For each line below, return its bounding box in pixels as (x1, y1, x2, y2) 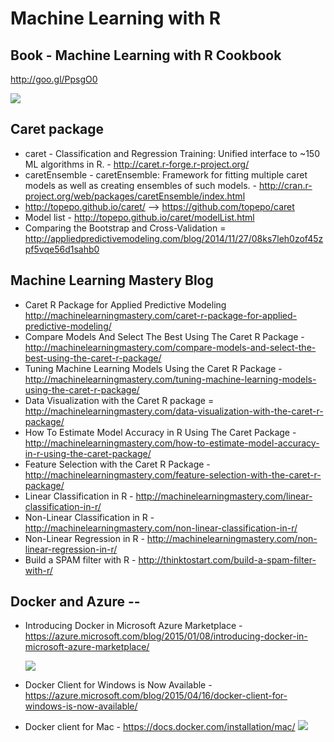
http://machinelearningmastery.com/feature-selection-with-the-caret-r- (24, 468, 322, 481)
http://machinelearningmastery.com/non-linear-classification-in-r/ (24, 522, 298, 534)
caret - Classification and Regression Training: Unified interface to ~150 (24, 147, 320, 159)
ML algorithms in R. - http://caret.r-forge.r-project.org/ (24, 158, 250, 170)
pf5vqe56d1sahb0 (24, 243, 100, 255)
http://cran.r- (258, 179, 313, 191)
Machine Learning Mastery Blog (10, 272, 214, 289)
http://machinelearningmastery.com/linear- (135, 490, 313, 502)
